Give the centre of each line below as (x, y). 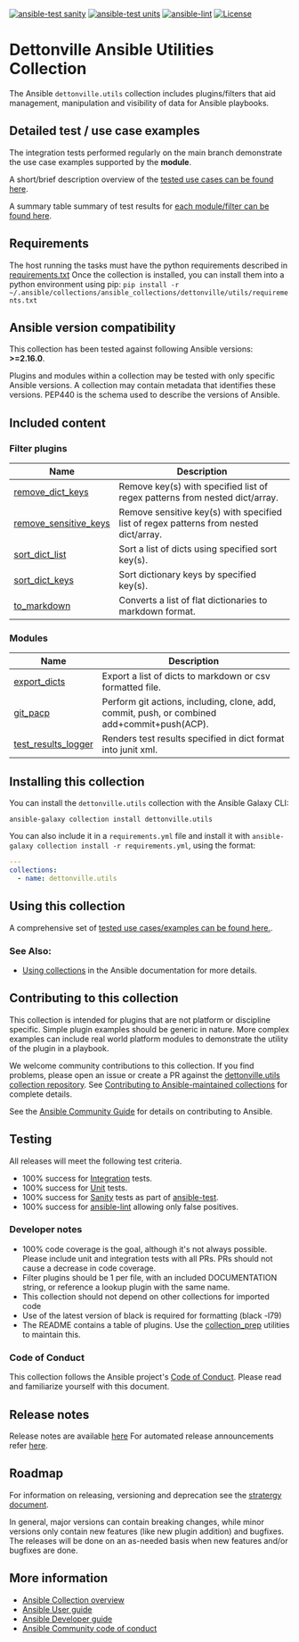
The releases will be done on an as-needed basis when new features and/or (149, 1540)
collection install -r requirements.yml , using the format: (146, 846)
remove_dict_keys (51, 493)
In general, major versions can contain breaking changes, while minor (137, 1522)
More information (59, 1578)
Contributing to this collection (94, 998)
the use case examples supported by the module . (101, 162)
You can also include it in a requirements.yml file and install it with (130, 836)
